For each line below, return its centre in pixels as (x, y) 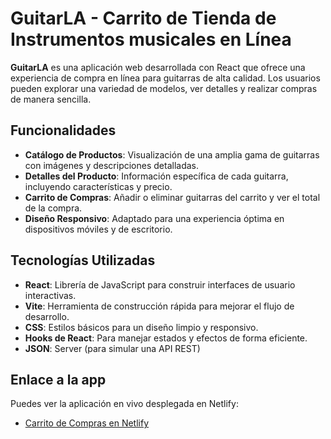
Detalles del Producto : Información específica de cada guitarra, (156, 176)
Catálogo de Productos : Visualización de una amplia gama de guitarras (172, 154)
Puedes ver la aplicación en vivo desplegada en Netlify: (124, 404)
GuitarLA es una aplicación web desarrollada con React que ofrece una (158, 67)
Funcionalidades (63, 130)
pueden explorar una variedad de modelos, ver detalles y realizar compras (164, 88)
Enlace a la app (58, 379)
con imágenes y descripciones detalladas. (112, 165)
